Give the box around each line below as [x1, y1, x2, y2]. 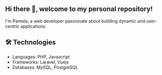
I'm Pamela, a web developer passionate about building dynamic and [5, 18, 145, 24]
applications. [20, 23, 47, 29]
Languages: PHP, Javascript [12, 54, 70, 60]
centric [5, 23, 20, 29]
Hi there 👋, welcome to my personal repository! [5, 5, 153, 13]
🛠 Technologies [5, 38, 56, 47]
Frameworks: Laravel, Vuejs [12, 59, 69, 65]
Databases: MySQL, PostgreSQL [12, 64, 79, 70]
